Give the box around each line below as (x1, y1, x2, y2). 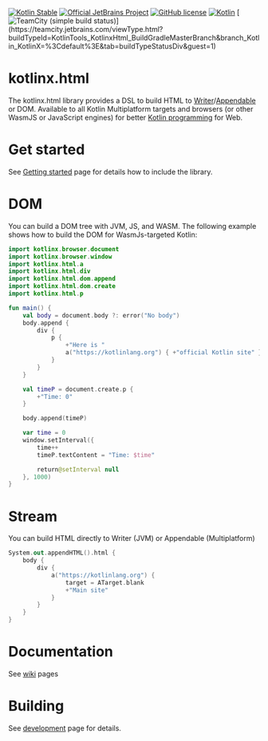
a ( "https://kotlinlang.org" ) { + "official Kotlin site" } (65, 349, 262, 357)
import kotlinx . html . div (8, 267, 91, 275)
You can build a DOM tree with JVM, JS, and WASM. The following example (8, 221, 257, 231)
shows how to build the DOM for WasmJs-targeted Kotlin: (8, 230, 198, 239)
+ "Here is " (65, 341, 105, 349)
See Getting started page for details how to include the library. (8, 167, 213, 176)
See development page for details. (8, 723, 122, 733)
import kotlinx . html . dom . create (8, 282, 116, 290)
